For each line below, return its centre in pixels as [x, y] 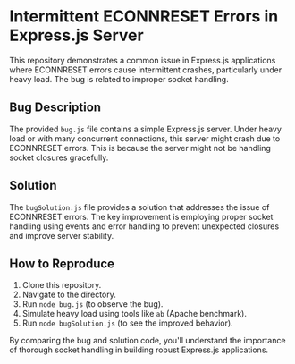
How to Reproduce [62, 263]
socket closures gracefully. [59, 157]
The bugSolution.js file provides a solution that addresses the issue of [139, 207]
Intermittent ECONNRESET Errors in [144, 17]
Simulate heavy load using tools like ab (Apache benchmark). [135, 314]
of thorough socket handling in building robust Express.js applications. [139, 350]
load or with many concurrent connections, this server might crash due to [145, 138]
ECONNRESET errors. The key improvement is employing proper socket [141, 216]
